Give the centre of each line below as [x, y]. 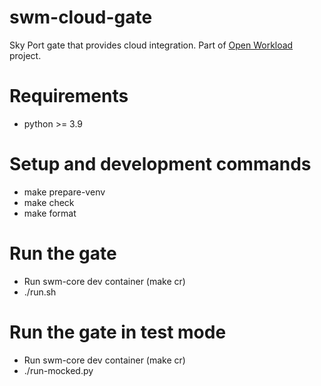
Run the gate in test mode [118, 332]
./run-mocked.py [58, 370]
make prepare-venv [64, 192]
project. [25, 55]
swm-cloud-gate [81, 17]
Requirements [69, 96]
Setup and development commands [160, 164]
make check [49, 202]
